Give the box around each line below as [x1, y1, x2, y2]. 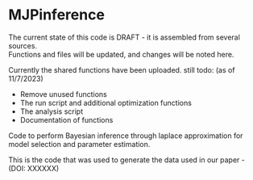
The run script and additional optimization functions [19, 98, 192, 107]
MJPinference [8, 6, 105, 24]
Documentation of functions [19, 115, 114, 124]
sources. [8, 40, 38, 50]
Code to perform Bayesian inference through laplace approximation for [8, 131, 243, 140]
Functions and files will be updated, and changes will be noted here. [8, 49, 234, 59]
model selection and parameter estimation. [8, 139, 151, 149]
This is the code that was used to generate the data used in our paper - [8, 155, 246, 165]
